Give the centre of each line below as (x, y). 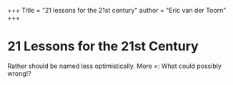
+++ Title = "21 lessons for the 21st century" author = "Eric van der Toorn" (117, 10)
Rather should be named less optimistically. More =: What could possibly (114, 66)
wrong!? (19, 73)
